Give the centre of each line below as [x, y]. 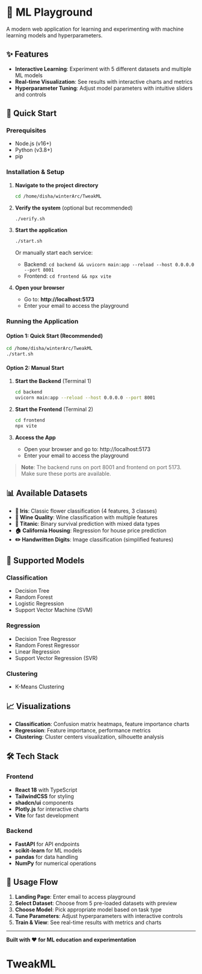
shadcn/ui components [44, 802]
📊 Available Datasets [47, 493]
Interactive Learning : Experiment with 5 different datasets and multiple [103, 69]
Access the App [35, 437]
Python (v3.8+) [34, 150]
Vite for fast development [47, 815]
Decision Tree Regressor [45, 638]
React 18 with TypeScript [46, 790]
